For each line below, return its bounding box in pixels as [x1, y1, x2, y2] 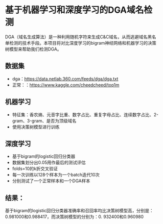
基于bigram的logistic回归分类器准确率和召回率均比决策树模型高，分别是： [5, 208, 154, 214]
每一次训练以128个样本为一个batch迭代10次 [12, 172, 100, 178]
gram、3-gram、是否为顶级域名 [12, 118, 77, 124]
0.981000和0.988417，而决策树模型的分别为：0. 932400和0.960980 [5, 214, 144, 220]
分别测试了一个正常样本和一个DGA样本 [12, 178, 91, 184]
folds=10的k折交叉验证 [12, 166, 58, 172]
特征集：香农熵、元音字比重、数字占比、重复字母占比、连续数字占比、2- [12, 111, 159, 118]
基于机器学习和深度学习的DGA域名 [5, 4, 144, 16]
